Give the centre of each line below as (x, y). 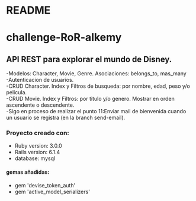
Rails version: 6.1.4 (37, 152)
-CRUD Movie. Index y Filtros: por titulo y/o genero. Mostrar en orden (90, 99)
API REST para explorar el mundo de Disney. (89, 59)
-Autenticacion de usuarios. (40, 80)
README (28, 10)
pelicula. (17, 92)
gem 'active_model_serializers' (52, 192)
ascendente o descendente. (40, 105)
